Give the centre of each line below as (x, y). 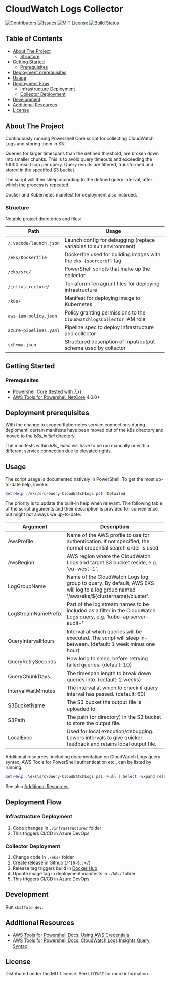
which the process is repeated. (37, 185)
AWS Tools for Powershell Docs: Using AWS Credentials (71, 935)
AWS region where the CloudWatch (109, 556)
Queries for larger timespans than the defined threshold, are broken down (82, 153)
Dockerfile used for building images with (113, 254)
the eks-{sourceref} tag (93, 260)
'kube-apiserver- (128, 617)
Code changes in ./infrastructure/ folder (57, 828)
